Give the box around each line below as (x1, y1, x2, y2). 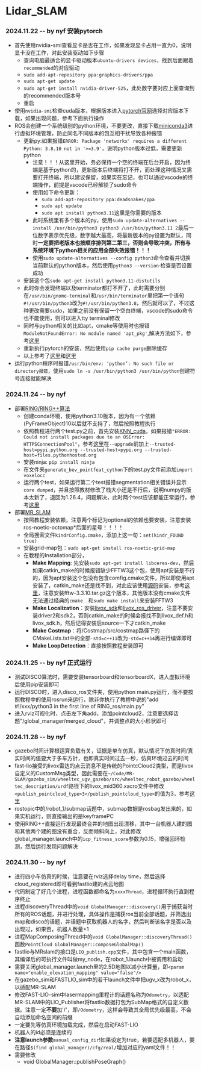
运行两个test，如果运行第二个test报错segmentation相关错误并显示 (23, 478, 187, 486)
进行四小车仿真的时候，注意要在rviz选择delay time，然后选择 (14, 872, 166, 880)
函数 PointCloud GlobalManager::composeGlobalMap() (14, 940, 144, 948)
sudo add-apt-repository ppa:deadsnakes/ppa (41, 197, 155, 203)
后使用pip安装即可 (14, 681, 60, 688)
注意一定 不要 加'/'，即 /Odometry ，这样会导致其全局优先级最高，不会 (25, 1006, 192, 1013)
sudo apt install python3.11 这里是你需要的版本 (41, 209, 162, 216)
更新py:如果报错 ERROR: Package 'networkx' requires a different (23, 137, 187, 145)
